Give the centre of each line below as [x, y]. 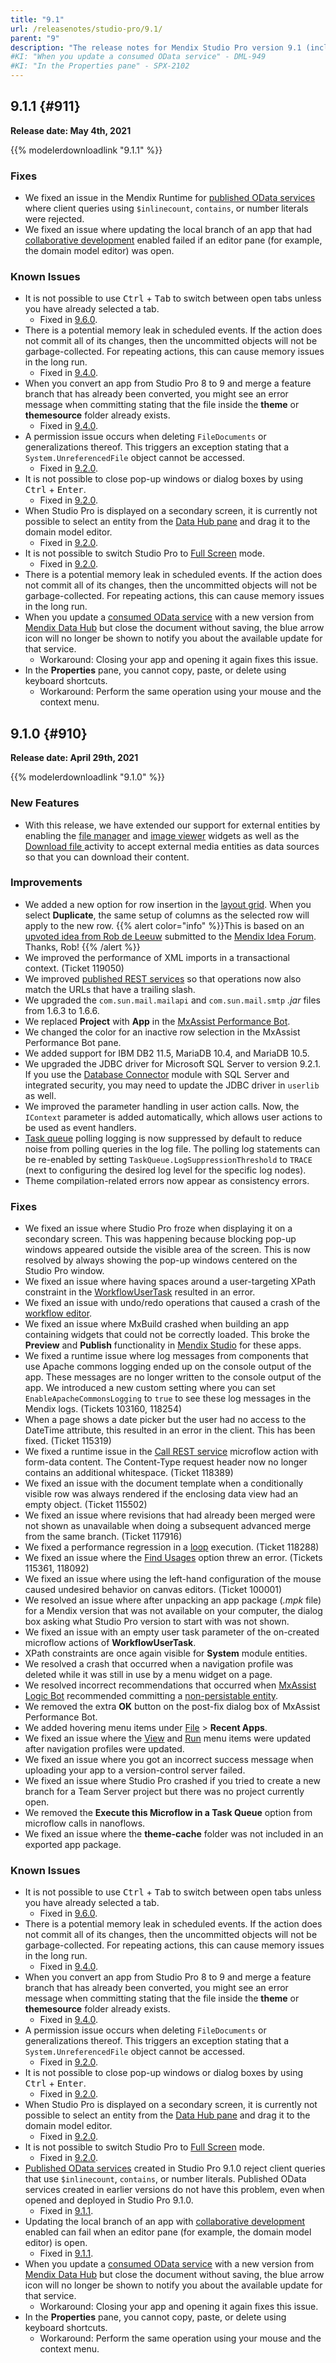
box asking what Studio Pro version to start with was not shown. [157, 1622]
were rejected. [54, 219]
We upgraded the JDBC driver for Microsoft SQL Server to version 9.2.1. [173, 1063]
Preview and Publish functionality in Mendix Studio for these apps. [163, 1345]
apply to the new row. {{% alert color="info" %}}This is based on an [164, 925]
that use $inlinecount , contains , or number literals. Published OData [165, 2179]
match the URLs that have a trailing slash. [110, 989]
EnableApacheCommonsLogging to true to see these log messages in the [168, 1398]
